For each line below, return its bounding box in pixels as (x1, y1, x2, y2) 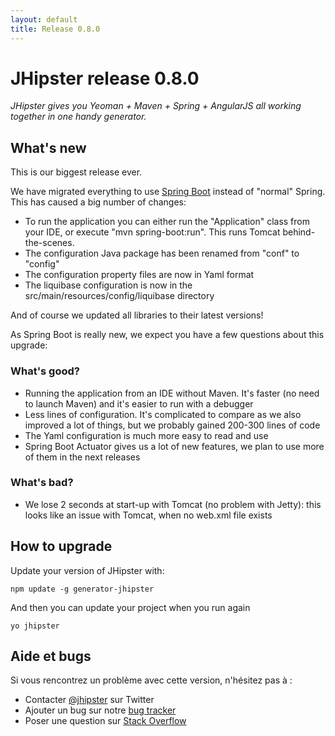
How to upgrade (10, 538, 113, 555)
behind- (282, 226, 316, 238)
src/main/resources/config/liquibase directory (24, 290, 215, 302)
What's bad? (10, 476, 74, 490)
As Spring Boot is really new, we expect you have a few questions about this (10, 329, 325, 341)
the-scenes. (24, 237, 75, 249)
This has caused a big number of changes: (10, 196, 187, 208)
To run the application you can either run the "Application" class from (24, 216, 310, 228)
